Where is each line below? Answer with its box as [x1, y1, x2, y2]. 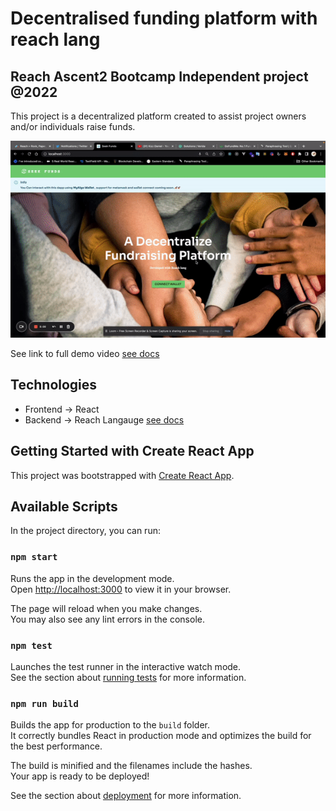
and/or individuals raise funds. [10, 121, 136, 132]
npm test [10, 640, 53, 651]
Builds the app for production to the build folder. [10, 719, 211, 731]
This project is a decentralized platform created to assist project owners [10, 110, 307, 122]
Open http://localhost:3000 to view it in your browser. [10, 583, 232, 595]
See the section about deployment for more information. [10, 790, 242, 802]
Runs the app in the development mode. [10, 572, 175, 584]
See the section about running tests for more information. [10, 672, 247, 684]
